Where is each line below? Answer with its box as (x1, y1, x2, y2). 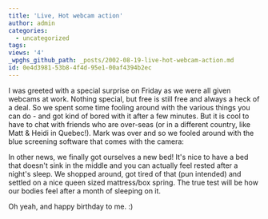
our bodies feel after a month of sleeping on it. (8, 185, 162, 196)
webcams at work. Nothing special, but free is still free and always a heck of (8, 94, 260, 104)
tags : (8, 42, 26, 50)
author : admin (8, 19, 56, 27)
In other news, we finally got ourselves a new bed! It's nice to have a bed (8, 152, 249, 161)
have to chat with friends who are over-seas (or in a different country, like (8, 119, 251, 129)
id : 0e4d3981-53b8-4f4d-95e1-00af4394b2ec (8, 64, 152, 72)
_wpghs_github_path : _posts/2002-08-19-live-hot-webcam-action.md (8, 57, 234, 65)
